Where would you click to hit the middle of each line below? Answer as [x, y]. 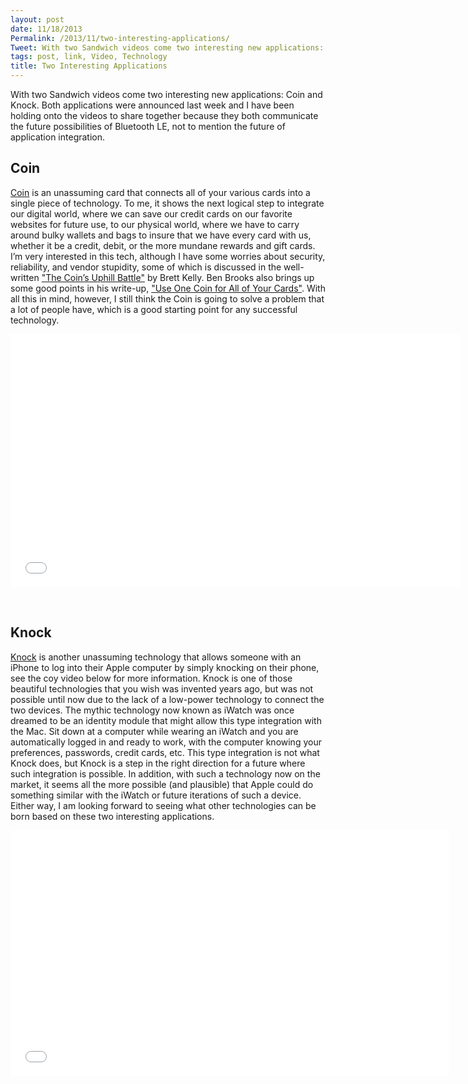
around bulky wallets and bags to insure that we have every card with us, [161, 235]
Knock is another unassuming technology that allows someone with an [156, 657]
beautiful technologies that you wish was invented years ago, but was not [162, 688]
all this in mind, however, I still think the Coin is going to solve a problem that [167, 298]
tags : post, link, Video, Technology [89, 57]
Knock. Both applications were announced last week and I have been [152, 105]
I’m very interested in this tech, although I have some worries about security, [168, 256]
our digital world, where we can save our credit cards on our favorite [151, 213]
